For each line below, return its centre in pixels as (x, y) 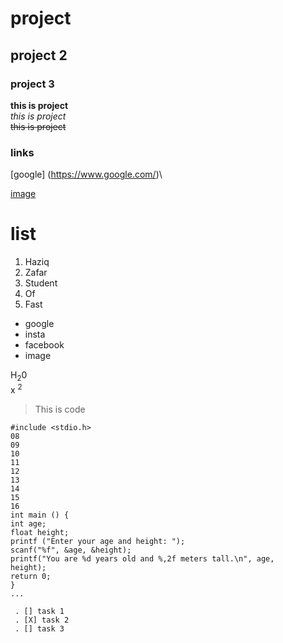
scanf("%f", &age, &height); (71, 550)
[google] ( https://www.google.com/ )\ (86, 174)
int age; (28, 523)
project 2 (39, 55)
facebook (44, 345)
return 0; (31, 576)
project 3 (32, 84)
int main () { (40, 515)
